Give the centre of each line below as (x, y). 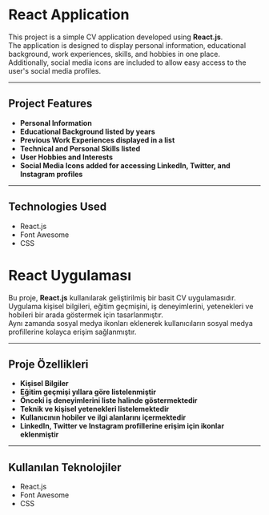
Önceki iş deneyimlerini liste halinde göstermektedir (108, 400)
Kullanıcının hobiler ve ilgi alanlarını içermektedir (103, 417)
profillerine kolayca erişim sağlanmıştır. (72, 332)
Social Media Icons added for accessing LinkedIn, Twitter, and (125, 165)
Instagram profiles (51, 174)
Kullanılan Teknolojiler (65, 467)
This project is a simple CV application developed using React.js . (116, 37)
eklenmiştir (39, 435)
